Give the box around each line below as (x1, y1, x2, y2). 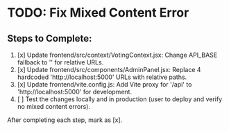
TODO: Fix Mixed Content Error (7, 5, 189, 21)
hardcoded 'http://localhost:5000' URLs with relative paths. (17, 73, 187, 81)
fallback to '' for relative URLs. (17, 58, 104, 67)
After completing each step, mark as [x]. (7, 116, 123, 124)
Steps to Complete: (7, 33, 92, 44)
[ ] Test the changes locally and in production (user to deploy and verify (17, 95, 223, 103)
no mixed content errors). (17, 103, 90, 110)
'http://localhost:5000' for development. (17, 88, 133, 96)
